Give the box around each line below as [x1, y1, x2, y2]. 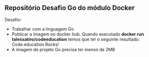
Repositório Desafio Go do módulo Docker [4, 4, 135, 12]
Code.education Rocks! [11, 41, 59, 47]
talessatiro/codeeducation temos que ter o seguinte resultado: [11, 36, 140, 42]
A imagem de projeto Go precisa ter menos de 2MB [11, 46, 115, 52]
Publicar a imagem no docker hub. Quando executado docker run [11, 31, 145, 37]
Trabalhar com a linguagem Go [11, 26, 74, 32]
